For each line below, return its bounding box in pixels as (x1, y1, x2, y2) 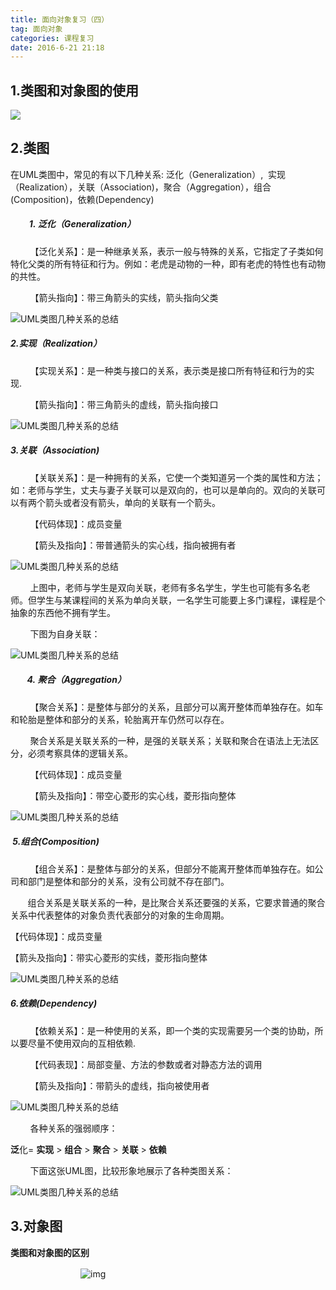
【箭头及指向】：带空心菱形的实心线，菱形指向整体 (29, 789, 237, 801)
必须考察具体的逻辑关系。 (27, 747, 133, 759)
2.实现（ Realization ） (10, 337, 103, 350)
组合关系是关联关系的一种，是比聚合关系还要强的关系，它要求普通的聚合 (27, 896, 326, 908)
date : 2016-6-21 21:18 (10, 42, 105, 53)
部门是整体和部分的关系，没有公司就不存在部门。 (27, 875, 230, 887)
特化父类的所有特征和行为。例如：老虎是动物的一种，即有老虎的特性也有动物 (10, 257, 326, 270)
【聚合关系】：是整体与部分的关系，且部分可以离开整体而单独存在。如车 (29, 701, 324, 713)
